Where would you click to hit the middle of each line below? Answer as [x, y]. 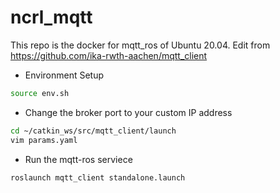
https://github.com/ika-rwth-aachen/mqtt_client [109, 55]
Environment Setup [64, 75]
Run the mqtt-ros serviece [78, 159]
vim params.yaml [44, 140]
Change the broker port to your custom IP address [128, 112]
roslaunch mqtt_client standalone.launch [98, 177]
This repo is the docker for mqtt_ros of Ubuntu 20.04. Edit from [140, 45]
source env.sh [40, 93]
